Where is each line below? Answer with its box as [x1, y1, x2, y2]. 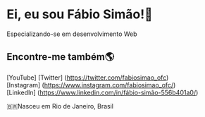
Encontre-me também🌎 [6, 51, 115, 63]
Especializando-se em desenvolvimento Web [6, 30, 138, 38]
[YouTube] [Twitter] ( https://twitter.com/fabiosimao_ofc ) [6, 73, 169, 82]
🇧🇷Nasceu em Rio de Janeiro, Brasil [6, 101, 114, 110]
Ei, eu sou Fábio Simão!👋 [6, 6, 153, 23]
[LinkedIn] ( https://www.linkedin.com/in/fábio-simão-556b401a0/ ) [6, 88, 199, 97]
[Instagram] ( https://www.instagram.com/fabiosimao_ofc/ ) [6, 80, 176, 89]
